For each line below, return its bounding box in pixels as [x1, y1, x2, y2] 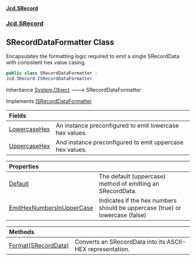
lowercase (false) [99, 211, 147, 219]
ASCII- [166, 238, 186, 246]
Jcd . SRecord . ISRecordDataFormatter [6, 76, 93, 82]
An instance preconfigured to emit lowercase [55, 122, 179, 130]
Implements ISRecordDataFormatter [6, 98, 92, 105]
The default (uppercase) [99, 173, 166, 181]
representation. [87, 245, 130, 253]
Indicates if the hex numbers [99, 197, 177, 205]
